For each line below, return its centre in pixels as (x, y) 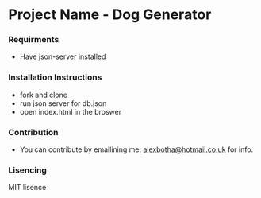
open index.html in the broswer (70, 111)
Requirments (34, 40)
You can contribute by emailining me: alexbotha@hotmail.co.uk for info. (136, 149)
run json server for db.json (63, 103)
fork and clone (43, 95)
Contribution (33, 132)
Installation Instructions (55, 77)
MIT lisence (27, 188)
